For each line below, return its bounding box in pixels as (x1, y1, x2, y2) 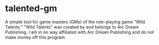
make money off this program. (5, 34, 66, 40)
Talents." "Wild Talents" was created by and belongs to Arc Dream (5, 24, 139, 30)
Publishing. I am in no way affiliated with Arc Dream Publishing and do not (5, 29, 155, 35)
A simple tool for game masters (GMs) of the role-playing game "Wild (5, 19, 145, 25)
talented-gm (5, 3, 57, 14)
